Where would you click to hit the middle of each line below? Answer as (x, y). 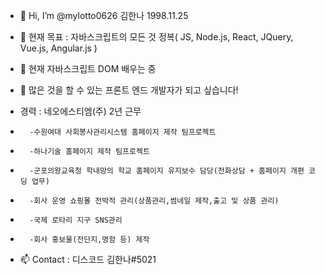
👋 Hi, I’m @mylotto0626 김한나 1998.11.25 (104, 15)
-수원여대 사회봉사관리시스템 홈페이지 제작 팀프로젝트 (123, 132)
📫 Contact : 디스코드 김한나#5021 (88, 259)
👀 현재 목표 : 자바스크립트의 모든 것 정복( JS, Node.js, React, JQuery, (156, 37)
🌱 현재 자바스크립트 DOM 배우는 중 (88, 68)
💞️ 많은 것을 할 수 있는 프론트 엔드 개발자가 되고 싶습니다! (129, 90)
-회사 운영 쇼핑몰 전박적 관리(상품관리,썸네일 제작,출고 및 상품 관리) (154, 201)
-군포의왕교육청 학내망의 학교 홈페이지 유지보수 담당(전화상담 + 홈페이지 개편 (167, 171)
